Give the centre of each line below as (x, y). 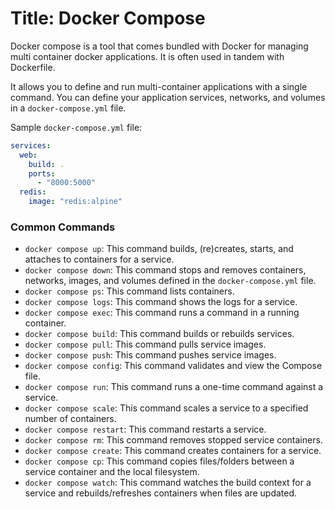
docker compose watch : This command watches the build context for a (168, 483)
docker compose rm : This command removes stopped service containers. (173, 440)
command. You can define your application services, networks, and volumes (168, 97)
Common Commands (63, 227)
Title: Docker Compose (108, 18)
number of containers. (70, 419)
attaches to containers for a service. (99, 259)
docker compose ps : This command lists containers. (129, 291)
